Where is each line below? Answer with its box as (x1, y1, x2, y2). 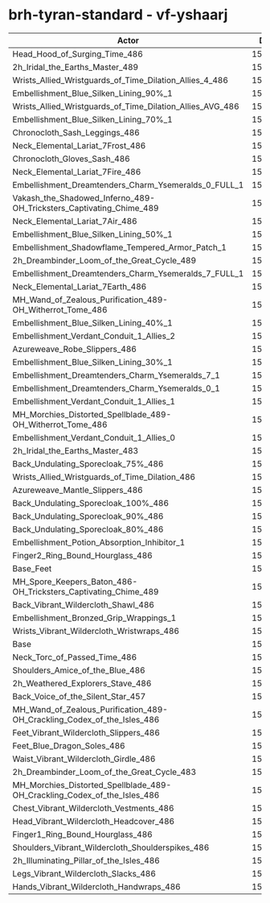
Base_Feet (12, 562, 52, 574)
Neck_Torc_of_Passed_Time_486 (12, 651, 137, 662)
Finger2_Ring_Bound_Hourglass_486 (12, 549, 153, 561)
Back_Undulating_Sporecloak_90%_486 (12, 510, 164, 521)
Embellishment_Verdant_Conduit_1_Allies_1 (12, 396, 175, 407)
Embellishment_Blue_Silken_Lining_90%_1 (12, 87, 173, 98)
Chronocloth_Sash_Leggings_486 (12, 126, 141, 138)
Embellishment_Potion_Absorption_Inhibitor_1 (12, 536, 186, 548)
